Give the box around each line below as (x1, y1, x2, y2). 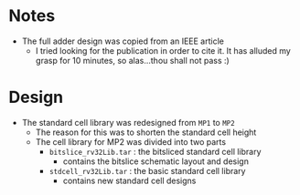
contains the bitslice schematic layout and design (62, 156, 249, 167)
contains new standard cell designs (62, 175, 197, 186)
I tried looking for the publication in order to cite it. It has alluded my (35, 45, 292, 56)
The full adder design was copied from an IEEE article (21, 36, 225, 46)
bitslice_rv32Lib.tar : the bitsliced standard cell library (48, 146, 262, 157)
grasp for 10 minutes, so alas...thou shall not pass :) (35, 55, 230, 66)
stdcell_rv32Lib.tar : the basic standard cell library (48, 165, 246, 176)
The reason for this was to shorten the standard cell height (35, 127, 257, 138)
